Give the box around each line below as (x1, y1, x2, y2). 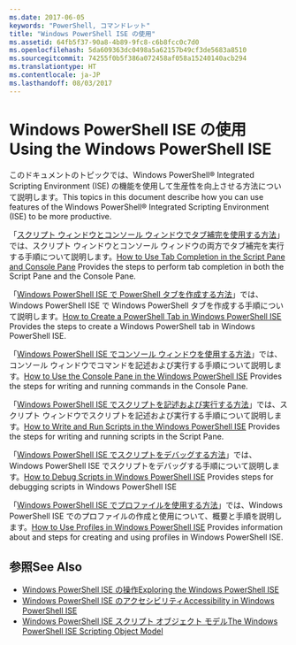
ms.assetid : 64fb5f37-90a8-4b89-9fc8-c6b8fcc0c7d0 (9, 37, 200, 47)
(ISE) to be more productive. (9, 211, 112, 221)
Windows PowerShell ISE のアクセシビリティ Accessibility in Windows (21, 595, 276, 606)
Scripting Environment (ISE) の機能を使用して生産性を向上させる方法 (9, 180, 259, 191)
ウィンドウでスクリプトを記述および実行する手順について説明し (42, 410, 275, 420)
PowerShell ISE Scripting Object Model (21, 626, 163, 637)
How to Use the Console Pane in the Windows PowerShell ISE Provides (23, 371, 283, 381)
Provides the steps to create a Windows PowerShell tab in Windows (9, 320, 255, 332)
